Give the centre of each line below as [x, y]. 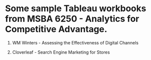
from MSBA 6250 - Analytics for [72, 19]
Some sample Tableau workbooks [76, 9]
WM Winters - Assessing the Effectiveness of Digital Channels [75, 42]
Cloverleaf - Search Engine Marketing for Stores [61, 52]
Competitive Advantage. [56, 29]
